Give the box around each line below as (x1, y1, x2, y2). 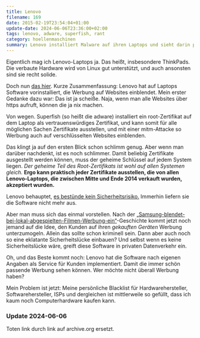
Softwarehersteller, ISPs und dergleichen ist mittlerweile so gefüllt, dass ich (6, 290, 192, 298)
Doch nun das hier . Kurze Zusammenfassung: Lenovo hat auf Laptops (6, 82, 177, 89)
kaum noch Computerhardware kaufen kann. (6, 297, 116, 304)
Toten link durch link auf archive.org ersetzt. (6, 326, 115, 333)
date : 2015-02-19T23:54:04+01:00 (6, 20, 89, 26)
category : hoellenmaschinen (6, 36, 76, 42)
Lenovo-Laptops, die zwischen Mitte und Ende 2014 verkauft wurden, (6, 175, 183, 182)
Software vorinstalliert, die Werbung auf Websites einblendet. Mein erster (6, 89, 186, 96)
